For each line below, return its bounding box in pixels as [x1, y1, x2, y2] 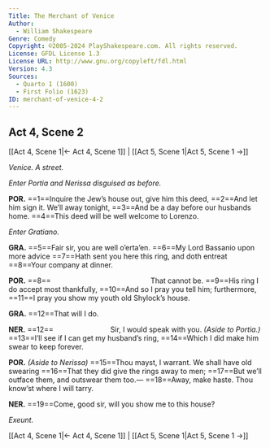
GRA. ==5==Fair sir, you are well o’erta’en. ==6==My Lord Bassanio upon [8, 243, 255, 253]
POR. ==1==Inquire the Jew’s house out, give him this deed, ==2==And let [8, 194, 258, 204]
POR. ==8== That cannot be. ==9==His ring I [8, 276, 259, 285]
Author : [8, 20, 35, 28]
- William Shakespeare [15, 27, 93, 35]
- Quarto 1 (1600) [15, 80, 79, 88]
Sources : [8, 72, 38, 80]
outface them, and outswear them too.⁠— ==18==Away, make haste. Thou [8, 375, 254, 385]
